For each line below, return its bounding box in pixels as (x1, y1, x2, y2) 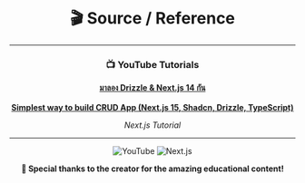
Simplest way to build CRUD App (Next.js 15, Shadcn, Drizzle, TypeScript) (11, 102, 294, 113)
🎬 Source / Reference (69, 8, 236, 29)
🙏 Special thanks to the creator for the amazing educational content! (21, 163, 284, 174)
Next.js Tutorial (123, 120, 182, 130)
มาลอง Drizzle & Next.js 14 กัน (99, 82, 206, 93)
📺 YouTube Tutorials (105, 58, 200, 71)
